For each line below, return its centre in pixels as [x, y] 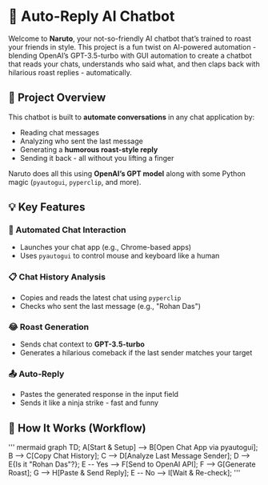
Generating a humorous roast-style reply [89, 149]
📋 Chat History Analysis [57, 277]
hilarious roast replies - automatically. [70, 72]
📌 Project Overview [57, 98]
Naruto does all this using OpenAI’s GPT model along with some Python [127, 173]
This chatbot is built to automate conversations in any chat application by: [132, 117]
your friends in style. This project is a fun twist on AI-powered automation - [132, 46]
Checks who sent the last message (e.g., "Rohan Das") [110, 306]
